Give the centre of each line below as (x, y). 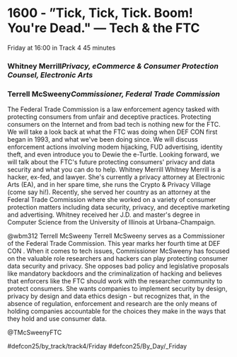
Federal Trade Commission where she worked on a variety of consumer (112, 200)
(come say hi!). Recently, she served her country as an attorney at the (109, 192)
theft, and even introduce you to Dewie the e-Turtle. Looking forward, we (114, 154)
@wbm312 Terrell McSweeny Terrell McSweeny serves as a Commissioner (116, 236)
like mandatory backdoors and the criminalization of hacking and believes (115, 273)
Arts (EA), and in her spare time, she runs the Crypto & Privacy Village (109, 185)
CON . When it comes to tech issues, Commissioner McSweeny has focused (118, 251)
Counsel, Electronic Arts (50, 74)
